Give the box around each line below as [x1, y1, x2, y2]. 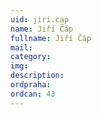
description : [10, 71, 65, 81]
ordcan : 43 [10, 89, 56, 99]
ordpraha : [10, 80, 52, 90]
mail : [10, 42, 33, 53]
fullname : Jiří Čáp [10, 33, 92, 43]
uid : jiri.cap [10, 14, 70, 25]
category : [10, 52, 52, 62]
